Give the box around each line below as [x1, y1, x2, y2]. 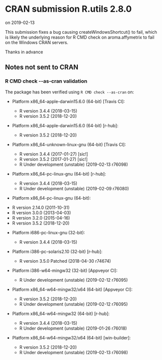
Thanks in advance [5, 49, 43, 55]
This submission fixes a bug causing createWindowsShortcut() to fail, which [5, 29, 157, 35]
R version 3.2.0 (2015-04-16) [12, 215, 71, 221]
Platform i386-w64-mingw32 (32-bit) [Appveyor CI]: [12, 268, 118, 273]
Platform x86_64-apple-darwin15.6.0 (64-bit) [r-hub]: [12, 122, 118, 128]
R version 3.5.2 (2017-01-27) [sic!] [19, 156, 88, 162]
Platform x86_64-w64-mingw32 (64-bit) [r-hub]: [12, 311, 110, 316]
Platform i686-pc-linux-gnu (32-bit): [12, 229, 85, 235]
